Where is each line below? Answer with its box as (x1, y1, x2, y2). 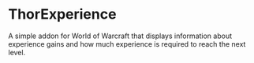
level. (8, 47, 26, 57)
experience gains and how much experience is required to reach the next (8, 39, 246, 48)
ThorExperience (8, 5, 117, 23)
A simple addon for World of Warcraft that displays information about (8, 31, 233, 40)
